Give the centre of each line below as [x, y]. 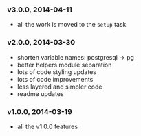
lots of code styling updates [56, 72]
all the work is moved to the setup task [72, 25]
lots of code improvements [55, 79]
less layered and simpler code [59, 87]
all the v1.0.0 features [47, 126]
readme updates [40, 93]
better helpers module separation [64, 65]
